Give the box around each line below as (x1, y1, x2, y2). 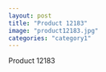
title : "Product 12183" (8, 19, 88, 27)
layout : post (8, 11, 52, 20)
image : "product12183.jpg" (8, 26, 99, 34)
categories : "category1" (8, 34, 92, 42)
